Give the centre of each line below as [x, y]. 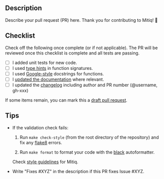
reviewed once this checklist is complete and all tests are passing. [72, 53]
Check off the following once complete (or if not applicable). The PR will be [82, 48]
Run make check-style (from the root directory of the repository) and [89, 137]
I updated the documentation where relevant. [58, 79]
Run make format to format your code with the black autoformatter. [87, 152]
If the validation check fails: [40, 127]
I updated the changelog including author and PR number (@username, [85, 85]
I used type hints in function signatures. [52, 68]
